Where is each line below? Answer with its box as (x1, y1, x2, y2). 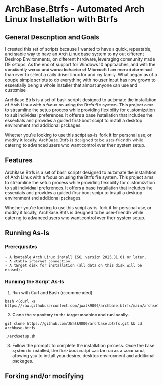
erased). (5, 267, 23, 272)
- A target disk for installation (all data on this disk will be (5, 263, 142, 268)
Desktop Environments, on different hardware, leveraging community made (5, 56, 155, 62)
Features (5, 157, 33, 165)
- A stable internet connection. (5, 259, 73, 263)
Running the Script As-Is (5, 279, 65, 285)
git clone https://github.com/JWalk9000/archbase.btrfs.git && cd (5, 321, 142, 326)
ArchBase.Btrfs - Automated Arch (5, 3, 145, 15)
